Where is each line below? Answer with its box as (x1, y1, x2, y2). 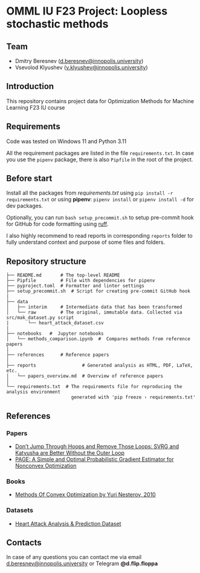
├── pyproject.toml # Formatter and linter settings (6, 283, 145, 289)
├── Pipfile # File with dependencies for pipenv (6, 278, 155, 284)
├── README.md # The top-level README (6, 272, 120, 278)
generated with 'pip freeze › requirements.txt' (71, 394, 196, 401)
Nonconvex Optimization (15, 462, 77, 469)
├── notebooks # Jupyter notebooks (6, 330, 104, 337)
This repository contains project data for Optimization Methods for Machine (6, 97, 195, 104)
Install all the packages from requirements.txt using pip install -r (6, 189, 173, 196)
